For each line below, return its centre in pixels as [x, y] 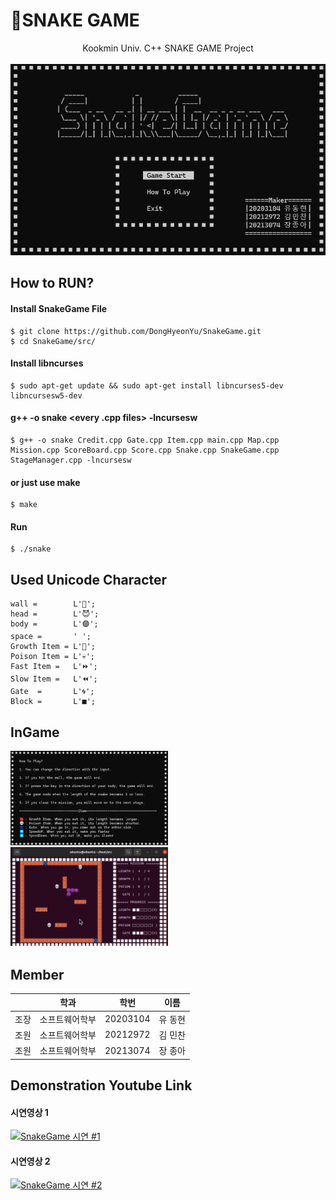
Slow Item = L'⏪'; [54, 679]
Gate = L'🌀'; [52, 692]
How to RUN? [52, 283]
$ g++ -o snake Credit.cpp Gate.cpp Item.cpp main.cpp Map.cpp [145, 440]
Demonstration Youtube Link [101, 1085]
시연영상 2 [30, 1161]
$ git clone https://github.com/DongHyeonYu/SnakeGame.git [136, 331]
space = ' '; [51, 637]
